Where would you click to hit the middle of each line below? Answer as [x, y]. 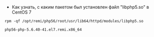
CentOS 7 [21, 12]
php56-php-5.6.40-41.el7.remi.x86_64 [43, 30]
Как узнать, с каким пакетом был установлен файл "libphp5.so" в [80, 7]
